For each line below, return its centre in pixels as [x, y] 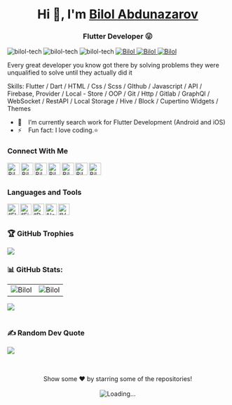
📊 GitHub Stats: [35, 270]
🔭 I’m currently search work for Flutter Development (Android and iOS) [121, 122]
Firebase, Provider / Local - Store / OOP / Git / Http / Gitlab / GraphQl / [109, 94]
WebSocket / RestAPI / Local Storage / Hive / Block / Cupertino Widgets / [113, 101]
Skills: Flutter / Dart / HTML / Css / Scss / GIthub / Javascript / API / [104, 86]
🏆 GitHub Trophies [41, 233]
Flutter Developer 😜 [118, 37]
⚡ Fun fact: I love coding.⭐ [58, 130]
